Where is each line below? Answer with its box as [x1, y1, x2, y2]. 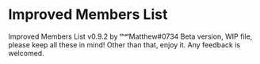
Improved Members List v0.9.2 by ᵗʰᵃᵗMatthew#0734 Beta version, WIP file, [8, 32, 253, 41]
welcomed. [8, 48, 45, 58]
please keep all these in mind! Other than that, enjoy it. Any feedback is [8, 40, 240, 49]
